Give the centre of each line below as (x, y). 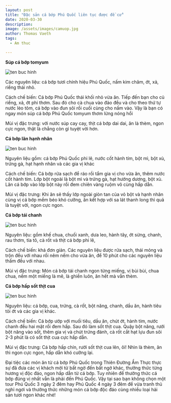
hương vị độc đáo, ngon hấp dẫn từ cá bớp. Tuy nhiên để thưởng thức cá (81, 373)
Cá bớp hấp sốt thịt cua (30, 286)
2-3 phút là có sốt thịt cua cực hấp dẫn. (47, 337)
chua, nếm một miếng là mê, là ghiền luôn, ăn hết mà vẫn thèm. (72, 276)
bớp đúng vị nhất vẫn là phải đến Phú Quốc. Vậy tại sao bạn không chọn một (85, 379)
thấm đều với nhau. (25, 261)
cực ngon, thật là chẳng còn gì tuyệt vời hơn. (52, 128)
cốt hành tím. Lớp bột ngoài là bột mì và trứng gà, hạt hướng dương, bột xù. (84, 179)
